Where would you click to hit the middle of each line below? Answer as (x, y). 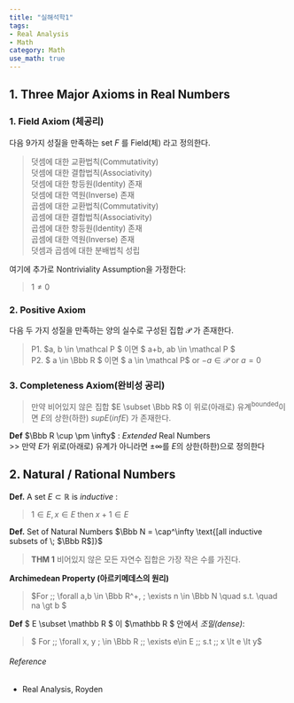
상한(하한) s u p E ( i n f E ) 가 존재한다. (113, 417)
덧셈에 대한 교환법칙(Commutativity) (95, 162)
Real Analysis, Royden (62, 689)
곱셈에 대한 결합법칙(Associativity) (91, 217)
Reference (28, 661)
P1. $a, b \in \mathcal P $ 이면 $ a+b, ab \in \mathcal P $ (133, 349)
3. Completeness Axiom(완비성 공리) (87, 385)
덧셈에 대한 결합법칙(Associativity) (91, 172)
